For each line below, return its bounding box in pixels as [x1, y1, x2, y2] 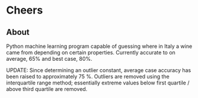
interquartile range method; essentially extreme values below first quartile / [6, 79, 190, 86]
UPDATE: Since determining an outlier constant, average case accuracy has [6, 67, 191, 74]
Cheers [6, 4, 43, 17]
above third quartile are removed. [6, 86, 88, 92]
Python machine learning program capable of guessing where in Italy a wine [6, 43, 193, 50]
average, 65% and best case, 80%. [6, 55, 93, 62]
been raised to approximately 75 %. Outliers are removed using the [6, 73, 170, 80]
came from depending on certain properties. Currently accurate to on [6, 49, 176, 56]
